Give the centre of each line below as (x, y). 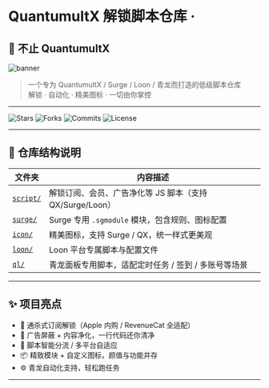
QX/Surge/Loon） (82, 205)
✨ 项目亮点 (35, 304)
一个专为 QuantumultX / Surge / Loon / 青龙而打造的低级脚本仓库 (134, 84)
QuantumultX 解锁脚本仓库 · (102, 16)
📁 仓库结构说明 (45, 153)
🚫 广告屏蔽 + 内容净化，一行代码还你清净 (87, 335)
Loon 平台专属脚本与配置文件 (104, 250)
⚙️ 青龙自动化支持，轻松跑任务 (70, 367)
